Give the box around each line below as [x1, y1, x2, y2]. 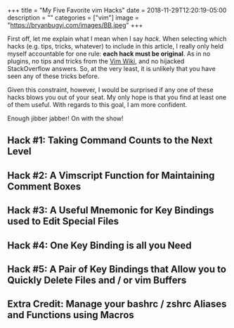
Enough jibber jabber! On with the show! [7, 114, 124, 122]
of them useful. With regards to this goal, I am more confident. [7, 101, 188, 108]
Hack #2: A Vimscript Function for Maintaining [7, 169, 215, 182]
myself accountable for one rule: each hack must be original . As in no [7, 49, 211, 58]
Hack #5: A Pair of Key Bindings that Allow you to [7, 263, 227, 275]
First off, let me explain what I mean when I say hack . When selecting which [7, 34, 227, 43]
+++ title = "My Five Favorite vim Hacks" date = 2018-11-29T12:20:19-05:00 [7, 6, 227, 14]
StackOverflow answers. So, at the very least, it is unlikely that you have [7, 65, 216, 72]
